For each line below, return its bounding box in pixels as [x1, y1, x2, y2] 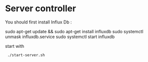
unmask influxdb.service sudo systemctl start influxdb [5, 34, 115, 40]
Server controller [5, 3, 76, 14]
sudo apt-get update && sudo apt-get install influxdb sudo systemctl [5, 28, 144, 34]
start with [5, 43, 25, 49]
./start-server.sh [7, 52, 45, 58]
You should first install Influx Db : [5, 19, 72, 25]
